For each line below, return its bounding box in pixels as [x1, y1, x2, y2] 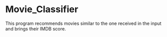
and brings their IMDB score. [5, 25, 66, 31]
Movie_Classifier [5, 4, 79, 15]
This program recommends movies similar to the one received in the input [5, 20, 162, 26]
